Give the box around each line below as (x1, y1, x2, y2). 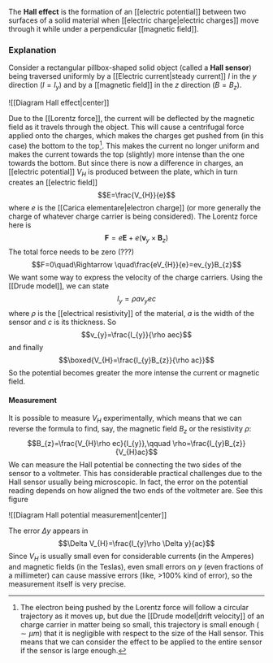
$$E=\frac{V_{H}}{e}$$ (97, 190, 176, 200)
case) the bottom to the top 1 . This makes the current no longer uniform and (8, 140, 260, 150)
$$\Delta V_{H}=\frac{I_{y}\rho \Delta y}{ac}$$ (58, 538, 215, 548)
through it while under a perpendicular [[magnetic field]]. (8, 24, 199, 33)
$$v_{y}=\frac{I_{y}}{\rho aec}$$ (80, 330, 193, 340)
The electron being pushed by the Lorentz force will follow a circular (19, 602, 249, 612)
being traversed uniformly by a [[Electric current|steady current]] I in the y (8, 71, 258, 81)
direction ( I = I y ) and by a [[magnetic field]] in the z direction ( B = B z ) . (8, 80, 242, 92)
